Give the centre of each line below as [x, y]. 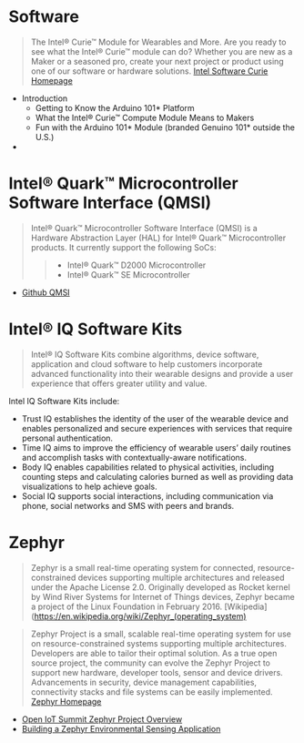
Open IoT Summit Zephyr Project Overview [102, 719]
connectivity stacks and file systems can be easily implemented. [152, 692]
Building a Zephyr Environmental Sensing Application [121, 728]
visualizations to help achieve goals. [89, 486]
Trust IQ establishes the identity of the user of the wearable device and [155, 418]
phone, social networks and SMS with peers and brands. [128, 505]
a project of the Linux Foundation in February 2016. [127, 606]
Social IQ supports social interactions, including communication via [147, 496]
